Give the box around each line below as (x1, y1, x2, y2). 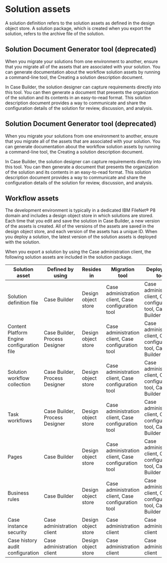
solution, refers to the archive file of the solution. (5, 30, 105, 36)
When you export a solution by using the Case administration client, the (5, 249, 152, 255)
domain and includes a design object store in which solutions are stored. (5, 213, 154, 219)
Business (7, 490, 29, 497)
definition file (7, 299, 38, 306)
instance (7, 523, 28, 530)
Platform (7, 329, 28, 336)
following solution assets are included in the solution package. (5, 254, 133, 260)
